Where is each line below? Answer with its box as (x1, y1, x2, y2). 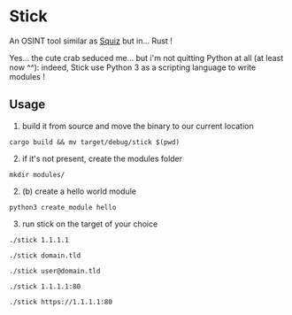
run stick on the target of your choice (21, 219, 158, 229)
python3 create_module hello (9, 203, 117, 211)
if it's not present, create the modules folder (21, 153, 183, 164)
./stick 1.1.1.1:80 (9, 281, 81, 291)
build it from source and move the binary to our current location (21, 120, 254, 131)
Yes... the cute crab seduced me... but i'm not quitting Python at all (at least (9, 52, 284, 63)
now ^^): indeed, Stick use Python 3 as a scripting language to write (9, 62, 257, 73)
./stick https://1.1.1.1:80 (9, 297, 113, 306)
